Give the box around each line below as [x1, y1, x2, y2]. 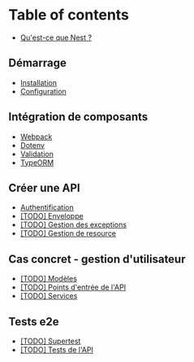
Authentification [19, 203, 75, 212]
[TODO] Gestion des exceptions [19, 220, 127, 229]
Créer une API [8, 181, 80, 194]
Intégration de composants [8, 110, 149, 124]
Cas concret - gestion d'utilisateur [8, 252, 186, 266]
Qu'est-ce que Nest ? [19, 33, 92, 42]
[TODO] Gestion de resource [19, 229, 116, 238]
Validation [19, 149, 54, 159]
